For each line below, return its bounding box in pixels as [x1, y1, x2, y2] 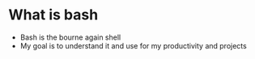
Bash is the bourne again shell [19, 32, 121, 42]
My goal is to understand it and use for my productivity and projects [19, 40, 247, 50]
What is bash [8, 6, 99, 24]
